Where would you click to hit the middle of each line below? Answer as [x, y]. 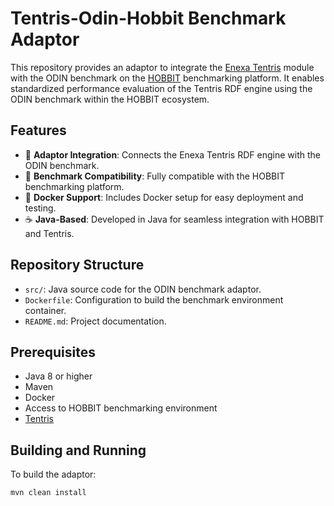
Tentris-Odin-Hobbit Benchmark [148, 18]
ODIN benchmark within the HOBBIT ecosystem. [110, 99]
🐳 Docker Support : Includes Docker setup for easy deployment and [164, 197]
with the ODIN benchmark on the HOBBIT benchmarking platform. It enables [167, 78]
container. [45, 310]
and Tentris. [49, 233]
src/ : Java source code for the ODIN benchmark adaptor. [143, 289]
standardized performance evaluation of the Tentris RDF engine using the [161, 88]
